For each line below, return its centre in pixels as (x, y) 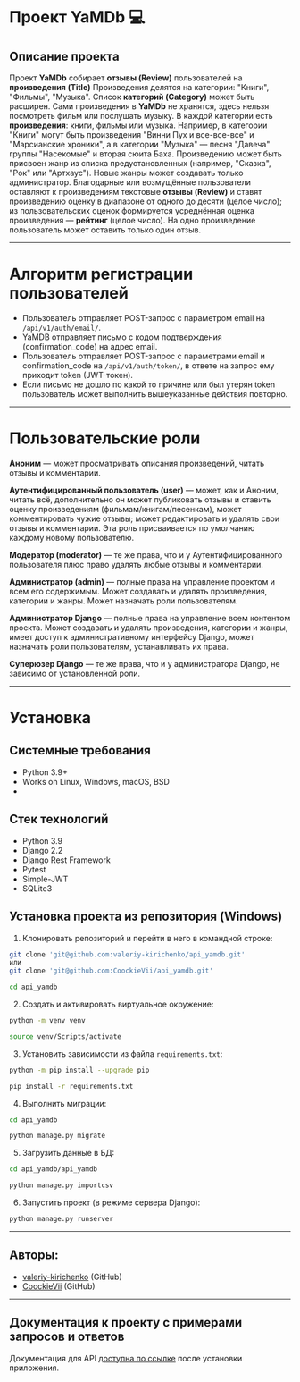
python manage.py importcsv (62, 1185)
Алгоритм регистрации (101, 274)
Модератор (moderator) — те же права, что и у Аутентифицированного (146, 554)
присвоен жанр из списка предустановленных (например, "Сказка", (140, 163)
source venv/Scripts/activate (66, 1036)
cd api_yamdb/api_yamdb (54, 1169)
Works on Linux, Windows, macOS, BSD (96, 781)
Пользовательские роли (105, 438)
